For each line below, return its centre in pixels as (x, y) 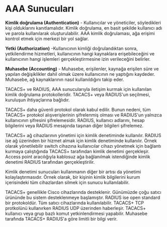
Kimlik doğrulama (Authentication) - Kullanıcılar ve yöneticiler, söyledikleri (83, 23)
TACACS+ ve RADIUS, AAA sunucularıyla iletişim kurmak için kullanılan (78, 89)
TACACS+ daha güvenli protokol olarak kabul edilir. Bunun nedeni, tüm (78, 109)
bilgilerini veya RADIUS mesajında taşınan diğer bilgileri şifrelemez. (74, 126)
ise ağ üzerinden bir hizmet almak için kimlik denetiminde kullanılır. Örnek (81, 141)
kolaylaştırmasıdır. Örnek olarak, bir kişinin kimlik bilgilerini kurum (73, 177)
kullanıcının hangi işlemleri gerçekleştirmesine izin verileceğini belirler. (78, 59)
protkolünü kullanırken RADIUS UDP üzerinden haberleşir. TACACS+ (75, 208)
